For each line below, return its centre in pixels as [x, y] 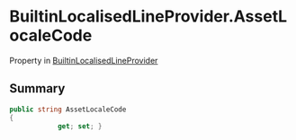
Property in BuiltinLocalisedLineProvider [84, 60]
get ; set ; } [80, 126]
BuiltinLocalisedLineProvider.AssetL [148, 17]
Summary [37, 88]
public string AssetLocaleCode [68, 109]
